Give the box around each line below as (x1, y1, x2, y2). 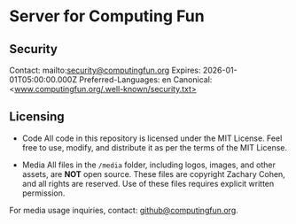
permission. (21, 188, 66, 198)
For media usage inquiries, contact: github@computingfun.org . (9, 205, 239, 215)
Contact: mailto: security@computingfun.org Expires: (9, 65, 201, 75)
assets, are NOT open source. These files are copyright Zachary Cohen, (21, 168, 285, 179)
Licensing (9, 109, 65, 125)
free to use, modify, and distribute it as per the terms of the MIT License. (21, 142, 288, 152)
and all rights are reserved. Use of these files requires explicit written (21, 178, 275, 189)
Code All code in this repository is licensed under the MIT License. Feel (21, 133, 283, 143)
